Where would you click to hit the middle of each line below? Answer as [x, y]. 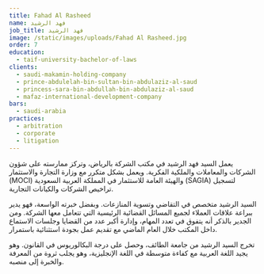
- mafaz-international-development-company [89, 97]
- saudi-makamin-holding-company [71, 74]
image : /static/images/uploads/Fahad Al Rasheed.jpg [98, 38]
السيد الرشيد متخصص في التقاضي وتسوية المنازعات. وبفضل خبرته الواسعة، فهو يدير [133, 204]
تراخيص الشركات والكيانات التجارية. [61, 188]
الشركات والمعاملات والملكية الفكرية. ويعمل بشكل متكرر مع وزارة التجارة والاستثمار [132, 172]
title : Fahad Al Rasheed [50, 15]
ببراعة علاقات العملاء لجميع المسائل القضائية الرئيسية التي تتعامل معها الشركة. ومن [131, 212]
